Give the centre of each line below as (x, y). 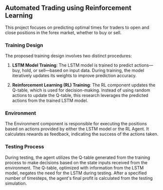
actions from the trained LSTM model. (50, 101)
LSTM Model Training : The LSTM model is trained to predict (72, 65)
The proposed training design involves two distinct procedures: (69, 56)
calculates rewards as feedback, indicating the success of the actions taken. (82, 134)
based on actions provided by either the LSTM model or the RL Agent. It (77, 129)
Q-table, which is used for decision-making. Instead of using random (81, 90)
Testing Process (25, 147)
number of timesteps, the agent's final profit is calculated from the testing (79, 178)
